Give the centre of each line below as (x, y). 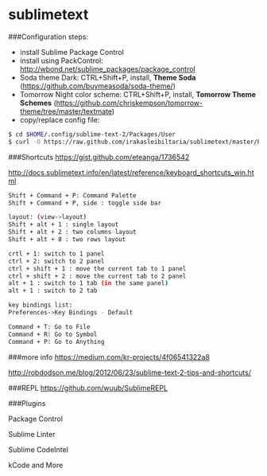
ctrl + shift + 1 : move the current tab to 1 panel (97, 268)
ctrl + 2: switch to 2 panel (56, 261)
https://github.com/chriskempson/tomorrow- (130, 103)
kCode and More (36, 465)
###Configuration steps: (48, 37)
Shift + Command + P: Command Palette (72, 195)
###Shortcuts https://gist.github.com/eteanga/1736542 (99, 157)
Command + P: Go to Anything (56, 341)
